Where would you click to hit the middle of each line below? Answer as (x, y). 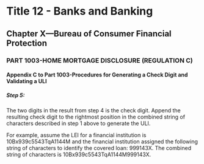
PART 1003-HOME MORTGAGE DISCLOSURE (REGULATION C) (100, 60)
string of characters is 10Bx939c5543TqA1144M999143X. (79, 155)
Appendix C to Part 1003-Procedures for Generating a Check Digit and (97, 75)
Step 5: (16, 95)
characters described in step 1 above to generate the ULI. (78, 123)
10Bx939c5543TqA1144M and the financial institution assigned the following (102, 142)
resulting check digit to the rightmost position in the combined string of (96, 117)
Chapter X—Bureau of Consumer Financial (89, 34)
